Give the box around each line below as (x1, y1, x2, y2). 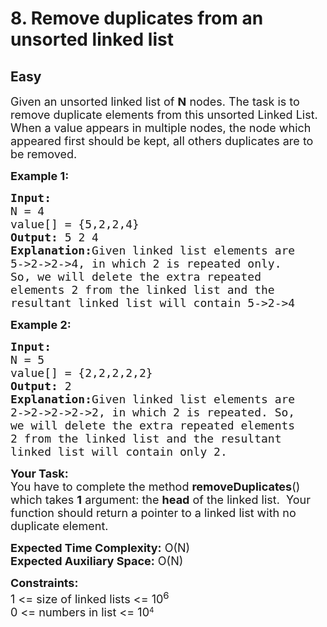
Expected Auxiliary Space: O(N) (10, 554, 184, 568)
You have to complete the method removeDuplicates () (10, 480, 301, 494)
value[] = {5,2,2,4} (10, 217, 140, 231)
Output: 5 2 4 (10, 230, 99, 244)
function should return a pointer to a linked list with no (10, 506, 297, 520)
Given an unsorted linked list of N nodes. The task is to (10, 95, 300, 109)
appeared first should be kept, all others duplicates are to (10, 134, 314, 148)
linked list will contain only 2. (10, 445, 228, 459)
